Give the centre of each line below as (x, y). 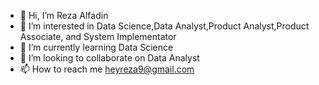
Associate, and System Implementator (98, 36)
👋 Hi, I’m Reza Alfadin (64, 15)
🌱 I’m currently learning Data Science (96, 47)
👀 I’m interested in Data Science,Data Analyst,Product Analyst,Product (164, 26)
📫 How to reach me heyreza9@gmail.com (107, 69)
